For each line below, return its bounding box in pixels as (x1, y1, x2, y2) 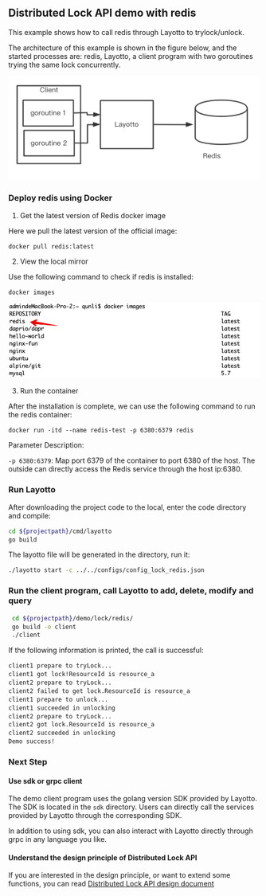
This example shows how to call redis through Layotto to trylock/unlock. (8, 27, 244, 37)
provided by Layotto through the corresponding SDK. (8, 811, 182, 820)
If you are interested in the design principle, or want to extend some (8, 871, 231, 880)
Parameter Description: (8, 440, 84, 450)
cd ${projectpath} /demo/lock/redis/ (11, 614, 134, 622)
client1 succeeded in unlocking (8, 704, 115, 712)
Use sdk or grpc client (8, 776, 83, 785)
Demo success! (8, 738, 56, 745)
